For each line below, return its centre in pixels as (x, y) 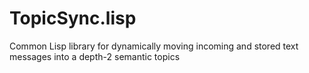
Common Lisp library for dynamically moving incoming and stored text (154, 46)
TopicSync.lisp (73, 18)
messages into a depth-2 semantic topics (95, 56)
